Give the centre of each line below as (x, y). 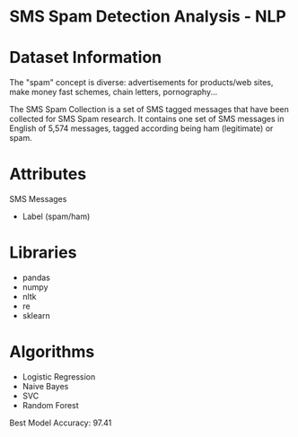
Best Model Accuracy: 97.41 (61, 423)
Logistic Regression (59, 376)
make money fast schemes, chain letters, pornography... (114, 92)
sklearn (36, 315)
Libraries (43, 253)
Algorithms (52, 352)
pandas (36, 277)
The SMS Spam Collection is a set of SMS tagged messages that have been (149, 109)
